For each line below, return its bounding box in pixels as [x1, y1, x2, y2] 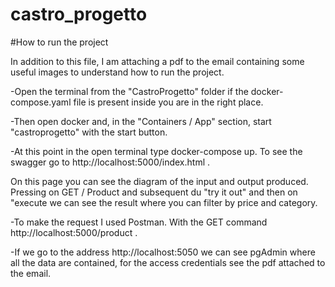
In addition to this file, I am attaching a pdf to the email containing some [10, 55, 305, 67]
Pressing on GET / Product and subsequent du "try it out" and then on [10, 186, 298, 198]
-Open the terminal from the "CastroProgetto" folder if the [10, 85, 249, 97]
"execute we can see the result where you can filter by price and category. [10, 196, 318, 208]
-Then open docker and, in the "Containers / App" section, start [10, 115, 272, 127]
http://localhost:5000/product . [10, 226, 138, 238]
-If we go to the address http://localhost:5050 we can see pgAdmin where [10, 246, 316, 258]
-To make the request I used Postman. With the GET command [10, 216, 268, 228]
